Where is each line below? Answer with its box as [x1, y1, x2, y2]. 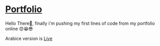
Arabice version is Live [5, 35, 53, 41]
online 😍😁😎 [5, 25, 33, 31]
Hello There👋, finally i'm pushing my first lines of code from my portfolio [5, 20, 155, 26]
